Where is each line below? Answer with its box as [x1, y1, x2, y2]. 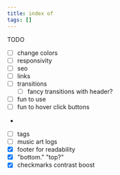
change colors [16, 49, 58, 57]
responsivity [16, 56, 53, 65]
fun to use [16, 95, 47, 103]
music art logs [16, 138, 58, 146]
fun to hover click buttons [16, 102, 90, 110]
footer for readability [16, 145, 75, 154]
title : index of [7, 10, 53, 17]
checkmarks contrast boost [16, 161, 95, 169]
